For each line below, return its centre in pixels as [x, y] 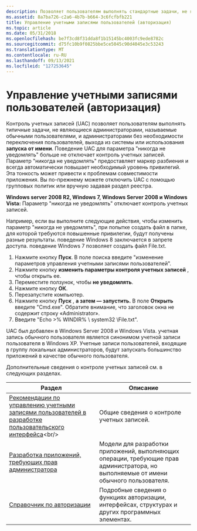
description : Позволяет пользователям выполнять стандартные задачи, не [97, 11]
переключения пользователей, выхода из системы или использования [95, 142]
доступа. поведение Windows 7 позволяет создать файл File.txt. [86, 246]
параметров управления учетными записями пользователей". [93, 264]
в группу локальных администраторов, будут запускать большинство [94, 350]
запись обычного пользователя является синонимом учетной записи [93, 337]
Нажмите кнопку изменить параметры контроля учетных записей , [102, 270]
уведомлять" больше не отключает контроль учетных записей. [86, 155]
